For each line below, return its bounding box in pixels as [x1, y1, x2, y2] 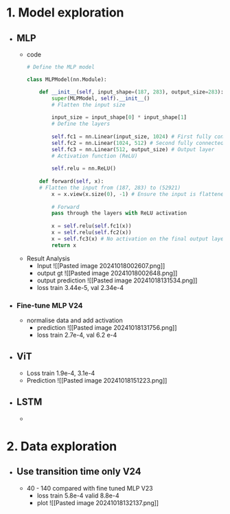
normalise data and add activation [26, 316, 123, 324]
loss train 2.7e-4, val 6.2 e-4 [36, 331, 117, 339]
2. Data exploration [6, 438, 117, 454]
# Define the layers [51, 120, 111, 128]
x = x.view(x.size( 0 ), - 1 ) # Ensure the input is [51, 190, 196, 197]
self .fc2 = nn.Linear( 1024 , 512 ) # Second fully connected [51, 139, 224, 146]
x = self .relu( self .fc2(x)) [51, 229, 132, 236]
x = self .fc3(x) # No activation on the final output [51, 235, 209, 242]
